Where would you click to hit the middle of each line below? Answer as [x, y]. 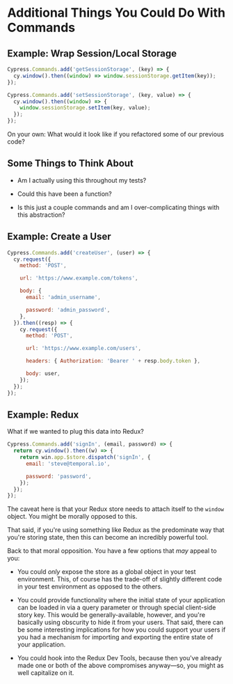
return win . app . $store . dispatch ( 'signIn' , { [85, 457]
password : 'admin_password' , [68, 310]
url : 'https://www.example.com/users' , [83, 349]
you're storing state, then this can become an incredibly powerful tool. [108, 538]
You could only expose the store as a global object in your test [106, 572]
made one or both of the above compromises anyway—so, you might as [120, 666]
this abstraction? [41, 215]
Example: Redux [43, 415]
